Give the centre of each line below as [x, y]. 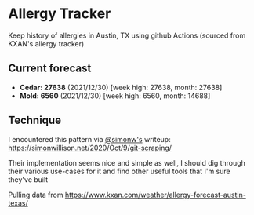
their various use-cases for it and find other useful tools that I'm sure [119, 171]
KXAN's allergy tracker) [46, 43]
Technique [34, 120]
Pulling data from [36, 195]
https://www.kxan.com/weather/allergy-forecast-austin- [156, 195]
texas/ [18, 203]
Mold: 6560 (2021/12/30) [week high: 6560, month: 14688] [115, 96]
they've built [28, 179]
